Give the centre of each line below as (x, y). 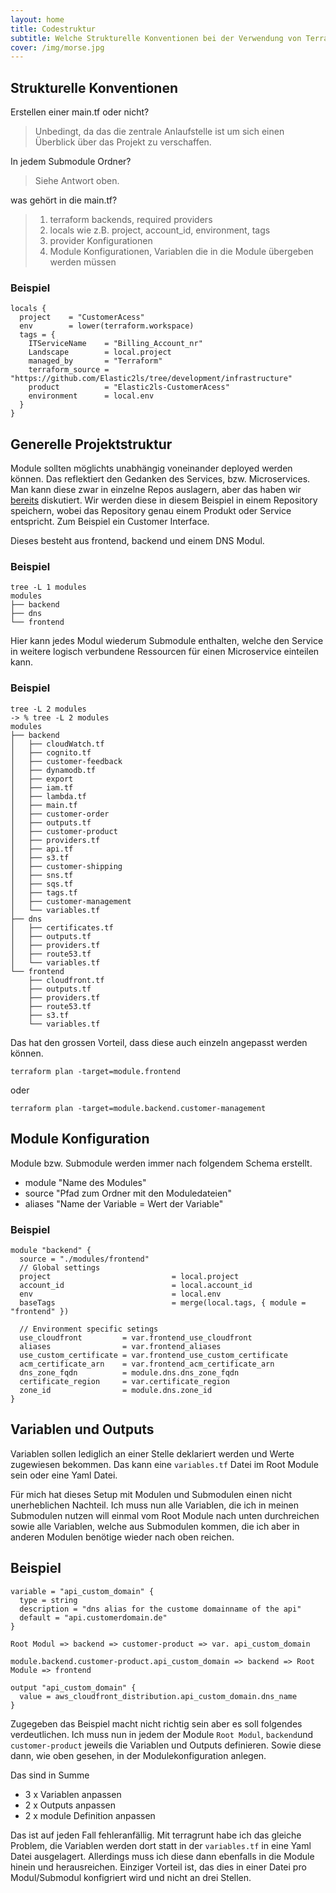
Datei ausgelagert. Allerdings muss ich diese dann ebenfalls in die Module (162, 1856)
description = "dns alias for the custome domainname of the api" (160, 1609)
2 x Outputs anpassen (70, 1805)
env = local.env (120, 1294)
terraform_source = (69, 370)
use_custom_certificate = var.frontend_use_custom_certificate (153, 1355)
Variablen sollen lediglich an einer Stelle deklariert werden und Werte (152, 1453)
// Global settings (60, 1267)
